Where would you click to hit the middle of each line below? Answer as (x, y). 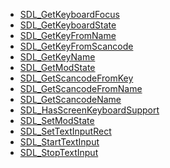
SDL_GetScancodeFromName (81, 88)
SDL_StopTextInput (59, 152)
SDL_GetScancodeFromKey (76, 78)
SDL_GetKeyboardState (68, 25)
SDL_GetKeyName (57, 57)
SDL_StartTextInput (59, 142)
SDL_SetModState (57, 120)
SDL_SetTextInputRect (65, 131)
